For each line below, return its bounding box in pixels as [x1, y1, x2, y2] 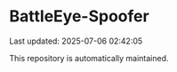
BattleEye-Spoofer [9, 6, 149, 27]
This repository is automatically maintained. [9, 52, 169, 63]
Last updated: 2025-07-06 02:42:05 [9, 36, 143, 46]
